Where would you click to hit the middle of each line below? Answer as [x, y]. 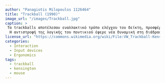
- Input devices [26, 50]
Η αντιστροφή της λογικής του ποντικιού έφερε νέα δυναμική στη [77, 32]
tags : [11, 60]
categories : [17, 41]
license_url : [18, 37]
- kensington [23, 69]
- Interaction [24, 46]
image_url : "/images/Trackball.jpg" [42, 19]
